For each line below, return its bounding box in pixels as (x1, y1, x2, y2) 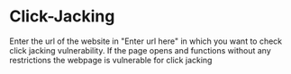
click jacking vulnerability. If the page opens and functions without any (9, 45, 272, 55)
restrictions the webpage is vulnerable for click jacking (9, 54, 213, 65)
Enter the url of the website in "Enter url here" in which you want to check (9, 36, 283, 46)
